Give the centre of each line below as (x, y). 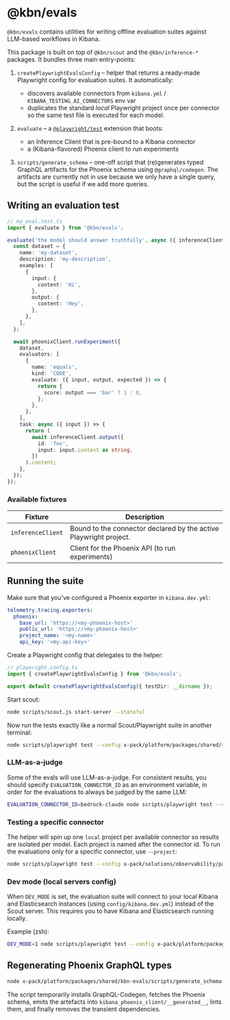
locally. (17, 919)
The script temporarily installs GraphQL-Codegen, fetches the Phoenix (106, 994)
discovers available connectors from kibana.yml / (97, 93)
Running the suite (46, 581)
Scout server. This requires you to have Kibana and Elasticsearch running (111, 911)
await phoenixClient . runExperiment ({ (67, 341)
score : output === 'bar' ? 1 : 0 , (93, 393)
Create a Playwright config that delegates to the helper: (85, 655)
